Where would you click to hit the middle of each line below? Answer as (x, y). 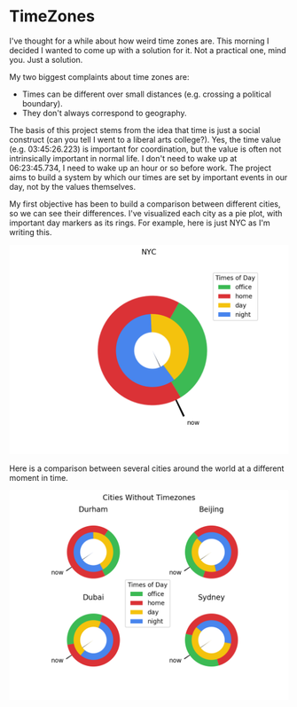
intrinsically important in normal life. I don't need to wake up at (123, 158)
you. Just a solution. (46, 59)
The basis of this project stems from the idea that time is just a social (135, 130)
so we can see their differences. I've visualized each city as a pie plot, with (146, 213)
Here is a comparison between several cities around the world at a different (147, 468)
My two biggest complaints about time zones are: (99, 76)
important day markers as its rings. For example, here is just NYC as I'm (140, 223)
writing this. (31, 232)
